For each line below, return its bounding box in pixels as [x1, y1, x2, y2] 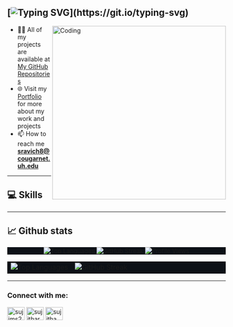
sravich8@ [17, 146, 50, 155]
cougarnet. [17, 154, 51, 162]
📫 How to [17, 129, 46, 137]
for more [17, 99, 43, 108]
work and [17, 114, 45, 122]
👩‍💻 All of [17, 25, 43, 33]
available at [17, 55, 51, 63]
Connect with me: [7, 291, 69, 301]
